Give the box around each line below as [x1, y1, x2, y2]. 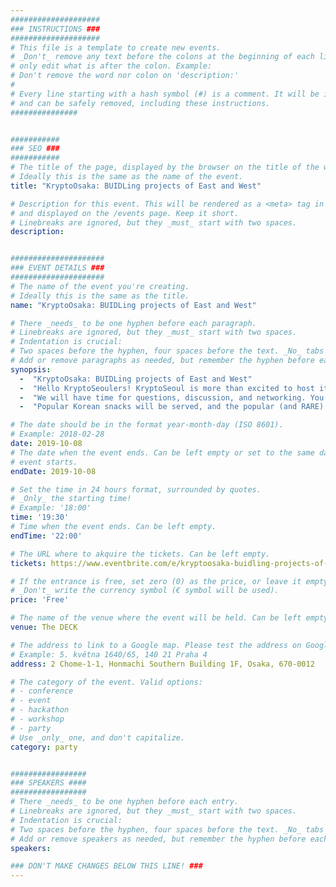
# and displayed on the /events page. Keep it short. [10, 208, 240, 218]
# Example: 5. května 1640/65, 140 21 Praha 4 [10, 649, 208, 660]
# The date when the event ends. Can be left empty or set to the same [10, 447, 315, 458]
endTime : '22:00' [10, 531, 83, 541]
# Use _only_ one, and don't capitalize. [10, 732, 186, 743]
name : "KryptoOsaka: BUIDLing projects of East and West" [10, 300, 257, 310]
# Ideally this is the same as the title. [10, 291, 190, 301]
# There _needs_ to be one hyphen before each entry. [10, 797, 240, 807]
